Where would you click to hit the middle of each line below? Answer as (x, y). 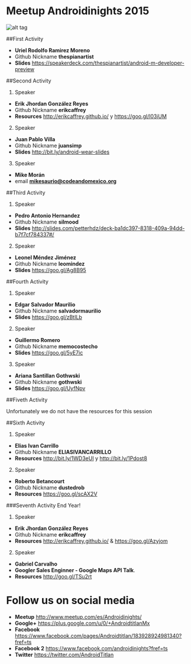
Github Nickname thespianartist (54, 56)
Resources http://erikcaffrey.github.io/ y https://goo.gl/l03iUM (91, 116)
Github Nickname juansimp (48, 145)
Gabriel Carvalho (36, 564)
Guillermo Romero (37, 340)
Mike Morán (30, 175)
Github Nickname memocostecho (56, 346)
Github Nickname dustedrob (49, 487)
